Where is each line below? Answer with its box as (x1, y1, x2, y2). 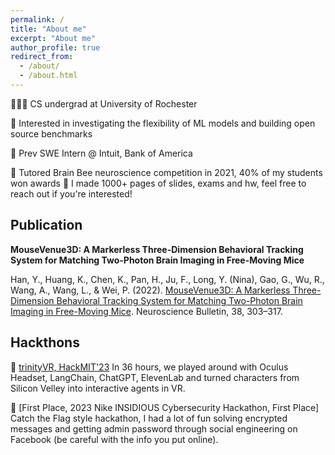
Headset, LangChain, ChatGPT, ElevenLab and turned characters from (10, 371, 300, 383)
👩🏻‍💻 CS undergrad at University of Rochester (10, 97, 198, 110)
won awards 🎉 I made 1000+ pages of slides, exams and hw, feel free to (10, 177, 307, 189)
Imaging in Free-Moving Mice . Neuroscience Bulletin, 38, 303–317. (10, 305, 283, 317)
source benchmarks (10, 127, 93, 140)
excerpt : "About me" (10, 33, 97, 43)
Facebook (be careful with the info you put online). (10, 433, 219, 445)
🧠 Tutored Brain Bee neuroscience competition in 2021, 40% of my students (10, 166, 323, 178)
